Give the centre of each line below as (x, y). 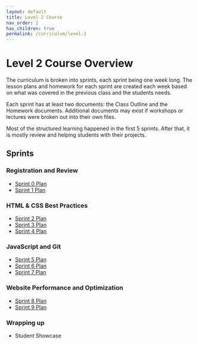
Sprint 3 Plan (30, 225)
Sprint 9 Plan (31, 307)
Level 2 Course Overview (70, 64)
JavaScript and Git (34, 247)
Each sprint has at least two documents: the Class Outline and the (87, 105)
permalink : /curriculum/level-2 (46, 34)
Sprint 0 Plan (31, 183)
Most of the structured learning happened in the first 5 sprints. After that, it (98, 128)
